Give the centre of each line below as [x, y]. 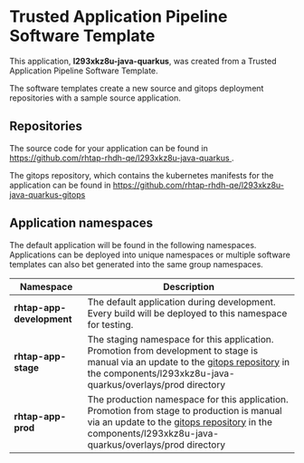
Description [189, 286]
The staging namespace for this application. [180, 339]
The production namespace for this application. [188, 399]
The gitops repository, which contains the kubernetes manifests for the [142, 175]
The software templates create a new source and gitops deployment [137, 88]
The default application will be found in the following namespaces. [133, 245]
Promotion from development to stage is [173, 351]
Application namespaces [81, 223]
